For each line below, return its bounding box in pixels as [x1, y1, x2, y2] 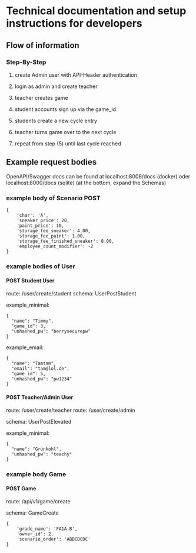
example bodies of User [6, 262, 75, 270]
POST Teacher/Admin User [6, 393, 74, 401]
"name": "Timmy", [11, 318, 54, 324]
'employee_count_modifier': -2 [16, 243, 94, 249]
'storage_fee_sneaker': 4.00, [16, 227, 91, 234]
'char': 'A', [16, 212, 49, 218]
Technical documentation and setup [6, 4, 187, 18]
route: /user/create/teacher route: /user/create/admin [6, 406, 135, 414]
